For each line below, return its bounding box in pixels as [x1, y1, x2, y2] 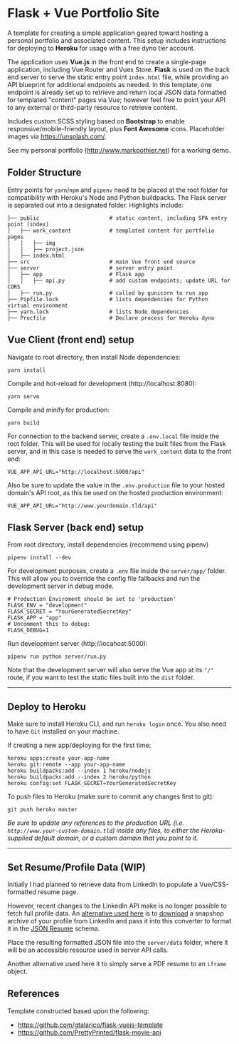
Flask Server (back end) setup [7, 521, 144, 533]
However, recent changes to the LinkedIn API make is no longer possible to [7, 901, 228, 910]
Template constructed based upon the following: [7, 1006, 149, 1015]
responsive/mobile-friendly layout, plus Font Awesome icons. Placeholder [7, 124, 225, 133]
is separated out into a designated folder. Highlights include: [7, 201, 184, 209]
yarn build [7, 419, 40, 426]
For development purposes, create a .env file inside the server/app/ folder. [7, 567, 227, 575]
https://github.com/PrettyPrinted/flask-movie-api [17, 1028, 161, 1036]
